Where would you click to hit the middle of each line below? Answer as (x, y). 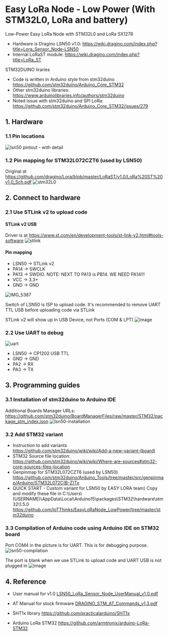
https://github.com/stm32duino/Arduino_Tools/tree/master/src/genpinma (88, 477)
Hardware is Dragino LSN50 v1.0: (47, 43)
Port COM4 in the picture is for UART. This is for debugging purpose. (77, 545)
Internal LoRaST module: (38, 54)
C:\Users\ (72, 493)
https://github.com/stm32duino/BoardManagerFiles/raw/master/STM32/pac (84, 416)
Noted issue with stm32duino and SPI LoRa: (58, 101)
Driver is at (17, 235)
